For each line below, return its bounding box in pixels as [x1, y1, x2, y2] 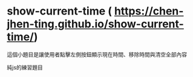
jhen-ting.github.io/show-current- [7, 17, 184, 31]
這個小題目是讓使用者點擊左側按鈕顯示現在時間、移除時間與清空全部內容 [7, 50, 187, 58]
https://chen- [114, 4, 184, 18]
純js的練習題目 [7, 64, 43, 71]
